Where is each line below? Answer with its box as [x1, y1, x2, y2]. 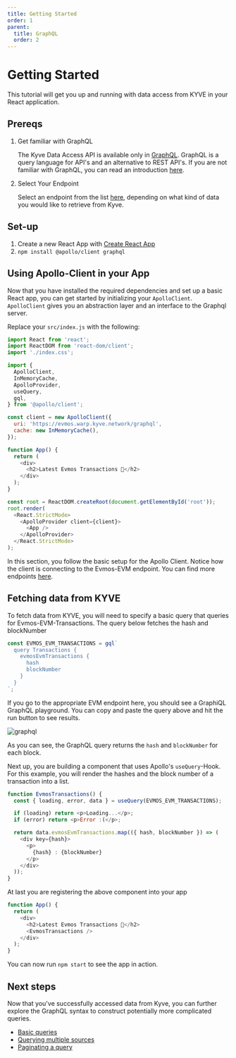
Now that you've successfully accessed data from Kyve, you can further [7, 999, 217, 1007]
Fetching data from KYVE [7, 592, 121, 604]
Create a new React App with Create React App [17, 239, 156, 248]
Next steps [7, 980, 56, 992]
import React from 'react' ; [7, 336, 90, 343]
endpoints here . [7, 572, 54, 580]
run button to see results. [7, 713, 80, 722]
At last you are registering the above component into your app [7, 888, 188, 896]
